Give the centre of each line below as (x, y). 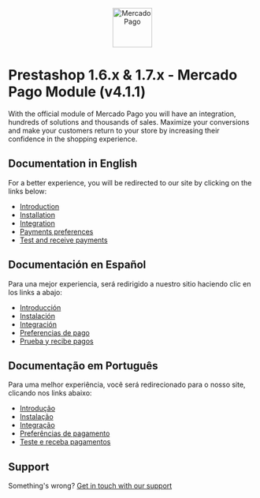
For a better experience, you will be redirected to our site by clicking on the (130, 182)
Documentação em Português (84, 366)
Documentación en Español (77, 265)
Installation (37, 215)
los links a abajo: (35, 292)
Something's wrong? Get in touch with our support (90, 486)
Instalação (36, 417)
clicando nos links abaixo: (50, 393)
